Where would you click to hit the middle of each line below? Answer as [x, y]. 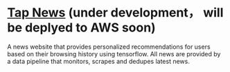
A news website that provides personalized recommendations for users [109, 47]
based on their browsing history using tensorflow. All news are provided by [114, 53]
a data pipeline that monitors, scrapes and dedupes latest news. [99, 61]
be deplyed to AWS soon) [81, 28]
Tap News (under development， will [115, 13]
